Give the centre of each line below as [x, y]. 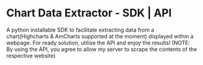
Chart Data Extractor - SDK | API [89, 13]
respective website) [31, 55]
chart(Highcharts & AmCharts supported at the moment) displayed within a [100, 36]
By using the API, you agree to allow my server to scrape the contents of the [102, 49]
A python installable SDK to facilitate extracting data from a [80, 30]
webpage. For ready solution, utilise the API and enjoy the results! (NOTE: [98, 43]
